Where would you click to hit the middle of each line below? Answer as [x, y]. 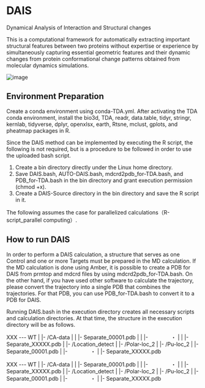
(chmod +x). [31, 186]
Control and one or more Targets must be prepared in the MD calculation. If [101, 261]
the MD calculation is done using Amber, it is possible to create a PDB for [99, 267]
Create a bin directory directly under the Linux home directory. [94, 167]
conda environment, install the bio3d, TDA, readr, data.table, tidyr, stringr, [99, 117]
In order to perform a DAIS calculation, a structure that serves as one [93, 254]
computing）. [60, 220]
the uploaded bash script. [39, 155]
